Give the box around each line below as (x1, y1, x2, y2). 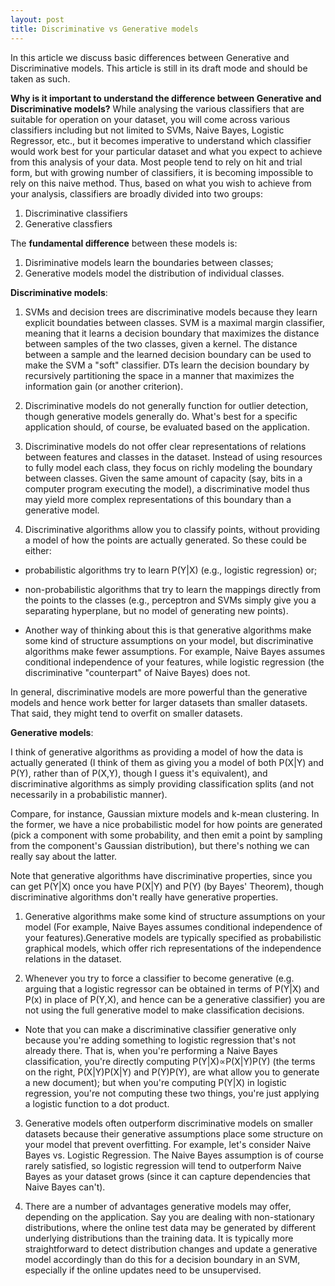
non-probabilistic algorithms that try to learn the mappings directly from (24, 583, 322, 595)
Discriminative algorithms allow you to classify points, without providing (24, 523, 321, 535)
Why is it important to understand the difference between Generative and (10, 92, 322, 104)
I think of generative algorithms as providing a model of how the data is (10, 746, 304, 758)
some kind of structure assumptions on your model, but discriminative (24, 634, 314, 646)
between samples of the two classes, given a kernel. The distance (24, 337, 298, 350)
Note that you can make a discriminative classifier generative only (24, 1023, 297, 1035)
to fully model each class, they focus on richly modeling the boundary (24, 461, 313, 473)
